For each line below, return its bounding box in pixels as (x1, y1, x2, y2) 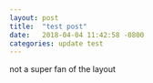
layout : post (9, 13, 59, 23)
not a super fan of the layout (9, 64, 116, 75)
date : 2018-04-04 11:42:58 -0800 (9, 30, 145, 39)
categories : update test (9, 38, 104, 48)
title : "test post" (9, 22, 88, 31)
